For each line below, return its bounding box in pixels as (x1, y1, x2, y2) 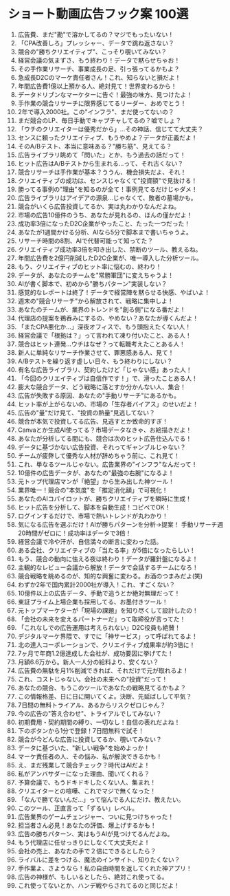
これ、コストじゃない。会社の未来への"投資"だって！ (17, 675, 168, 683)
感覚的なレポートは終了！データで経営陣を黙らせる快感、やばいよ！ (17, 288, 211, 296)
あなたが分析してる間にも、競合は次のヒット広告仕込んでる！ (17, 434, 192, 442)
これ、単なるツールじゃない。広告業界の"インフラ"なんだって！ (17, 460, 198, 468)
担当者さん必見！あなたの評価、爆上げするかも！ (17, 821, 157, 829)
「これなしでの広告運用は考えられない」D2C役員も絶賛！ (17, 623, 181, 631)
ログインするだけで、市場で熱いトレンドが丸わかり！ (17, 512, 169, 520)
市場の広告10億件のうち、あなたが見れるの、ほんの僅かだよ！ (17, 210, 193, 219)
